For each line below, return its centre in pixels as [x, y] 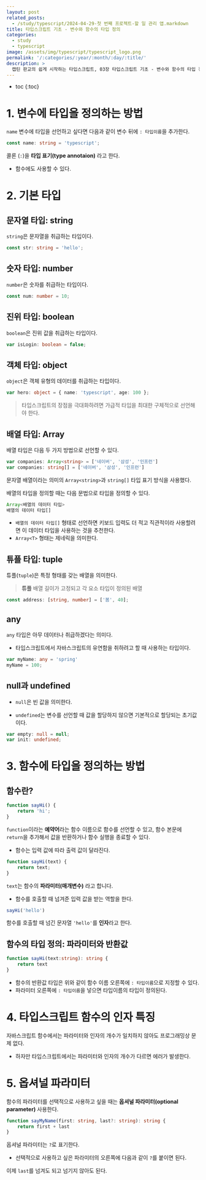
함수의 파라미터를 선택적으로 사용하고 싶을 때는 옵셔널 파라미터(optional [93, 1101]
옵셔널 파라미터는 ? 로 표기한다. [43, 1145]
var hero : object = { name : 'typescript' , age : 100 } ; [78, 393]
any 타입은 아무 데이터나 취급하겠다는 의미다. [60, 635]
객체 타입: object [37, 365]
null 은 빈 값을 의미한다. [44, 701]
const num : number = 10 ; [38, 296]
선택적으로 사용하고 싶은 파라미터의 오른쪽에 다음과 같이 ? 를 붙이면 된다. [101, 1158]
